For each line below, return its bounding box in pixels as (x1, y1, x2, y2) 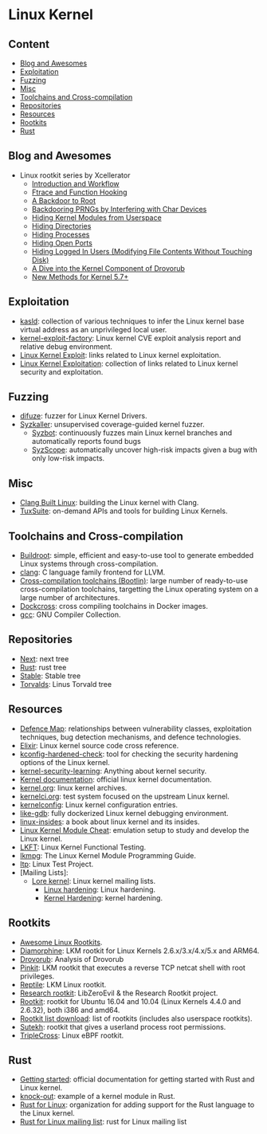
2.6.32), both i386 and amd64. (19, 1005, 120, 1014)
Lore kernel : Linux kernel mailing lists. (31, 876, 156, 885)
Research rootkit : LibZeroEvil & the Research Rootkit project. (19, 988, 218, 998)
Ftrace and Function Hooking (31, 187, 128, 197)
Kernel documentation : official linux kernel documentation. (19, 775, 213, 784)
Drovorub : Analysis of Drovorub (19, 954, 124, 963)
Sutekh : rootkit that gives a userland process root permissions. (19, 1022, 226, 1031)
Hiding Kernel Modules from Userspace (31, 213, 162, 222)
